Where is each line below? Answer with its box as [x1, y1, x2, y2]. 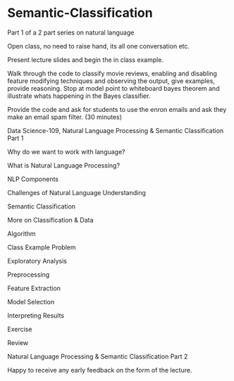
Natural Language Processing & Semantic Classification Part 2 [7, 352, 188, 361]
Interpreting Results [7, 311, 65, 320]
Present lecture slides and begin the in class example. [7, 55, 164, 64]
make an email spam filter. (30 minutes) [7, 113, 122, 121]
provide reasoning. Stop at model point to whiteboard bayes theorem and [7, 84, 220, 92]
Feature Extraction [7, 284, 61, 292]
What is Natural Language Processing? [7, 161, 121, 170]
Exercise [7, 325, 32, 333]
